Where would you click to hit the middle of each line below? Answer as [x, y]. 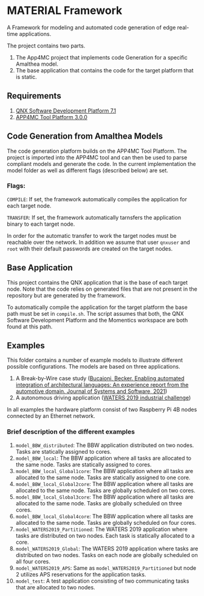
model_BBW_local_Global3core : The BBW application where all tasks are [104, 497]
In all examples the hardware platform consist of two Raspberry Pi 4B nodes [102, 410]
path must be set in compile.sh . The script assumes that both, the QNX [95, 313]
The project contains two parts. [46, 46]
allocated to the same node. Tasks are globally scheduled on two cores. [106, 490]
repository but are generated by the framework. [66, 295]
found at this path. [30, 327]
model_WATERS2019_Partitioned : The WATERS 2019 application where [101, 529]
